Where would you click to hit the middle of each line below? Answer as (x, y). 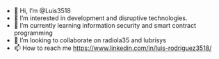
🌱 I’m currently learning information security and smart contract (105, 25)
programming (33, 33)
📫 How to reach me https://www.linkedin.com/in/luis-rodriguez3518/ (113, 48)
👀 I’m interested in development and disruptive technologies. (100, 18)
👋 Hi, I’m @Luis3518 (42, 11)
